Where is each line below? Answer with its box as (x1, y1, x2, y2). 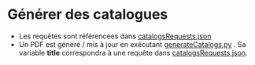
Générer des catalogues (7, 5, 168, 23)
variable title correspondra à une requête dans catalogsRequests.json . (18, 48, 248, 57)
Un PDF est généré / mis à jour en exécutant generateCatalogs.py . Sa (18, 39, 246, 49)
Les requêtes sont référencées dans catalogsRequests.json (18, 31, 212, 41)
